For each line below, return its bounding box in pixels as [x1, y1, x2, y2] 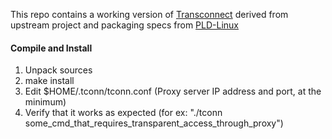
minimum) [24, 96, 67, 108]
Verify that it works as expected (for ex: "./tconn [24, 107, 223, 119]
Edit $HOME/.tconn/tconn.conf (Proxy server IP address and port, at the [24, 85, 322, 98]
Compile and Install [10, 42, 93, 54]
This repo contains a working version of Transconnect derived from [10, 9, 289, 20]
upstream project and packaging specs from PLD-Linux [10, 19, 239, 31]
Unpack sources [24, 64, 93, 76]
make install [24, 75, 75, 87]
